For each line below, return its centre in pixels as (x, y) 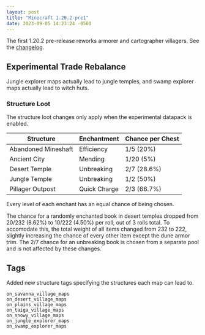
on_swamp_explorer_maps (37, 326)
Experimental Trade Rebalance (66, 67)
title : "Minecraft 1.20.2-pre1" (47, 18)
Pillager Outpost (33, 189)
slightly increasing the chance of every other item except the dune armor (98, 236)
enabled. (17, 124)
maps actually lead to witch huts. (48, 88)
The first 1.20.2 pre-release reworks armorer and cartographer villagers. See (103, 41)
